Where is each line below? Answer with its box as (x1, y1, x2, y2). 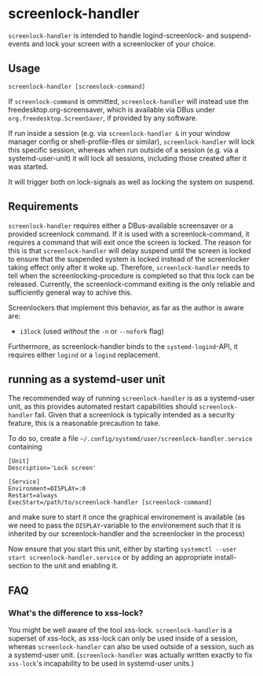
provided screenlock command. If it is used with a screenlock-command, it (8, 229, 250, 238)
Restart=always (8, 492, 58, 500)
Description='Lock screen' (8, 465, 97, 472)
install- (214, 553, 237, 562)
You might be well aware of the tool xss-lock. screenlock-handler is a (8, 626, 232, 635)
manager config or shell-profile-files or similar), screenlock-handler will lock (8, 137, 255, 146)
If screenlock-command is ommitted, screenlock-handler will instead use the (8, 96, 249, 106)
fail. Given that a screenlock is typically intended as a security (35, 410, 236, 420)
